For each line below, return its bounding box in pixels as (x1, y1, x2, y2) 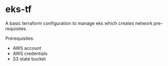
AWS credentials (12, 50, 48, 56)
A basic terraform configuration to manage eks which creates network (5, 20, 153, 26)
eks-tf (5, 4, 32, 15)
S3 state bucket (12, 55, 46, 61)
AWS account (12, 45, 42, 51)
